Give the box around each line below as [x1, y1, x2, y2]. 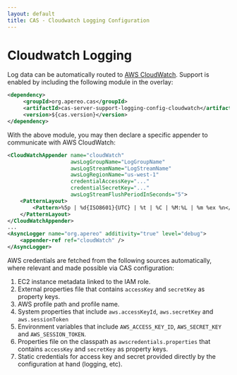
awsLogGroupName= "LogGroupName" [70, 158, 166, 166]
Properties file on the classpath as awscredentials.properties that [17, 337, 211, 345]
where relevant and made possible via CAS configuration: [7, 264, 175, 272]
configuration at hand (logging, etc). [17, 359, 123, 368]
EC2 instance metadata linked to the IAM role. [17, 277, 151, 285]
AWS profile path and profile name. [17, 300, 120, 308]
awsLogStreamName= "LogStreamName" [70, 165, 172, 172]
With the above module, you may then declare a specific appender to [7, 130, 208, 139]
